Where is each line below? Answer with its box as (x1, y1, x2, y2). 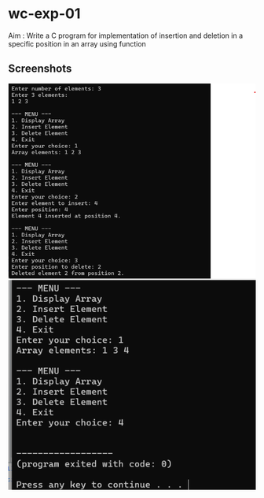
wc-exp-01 (8, 5, 81, 23)
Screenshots (8, 62, 72, 76)
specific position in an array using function (8, 39, 147, 48)
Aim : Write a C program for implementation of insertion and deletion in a (8, 31, 244, 40)
